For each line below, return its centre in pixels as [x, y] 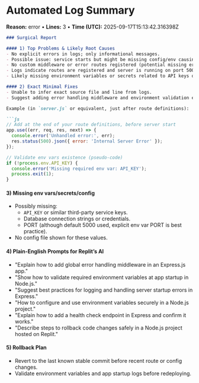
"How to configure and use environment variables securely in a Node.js [102, 302]
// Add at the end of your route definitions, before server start [91, 125]
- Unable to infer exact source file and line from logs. [79, 92]
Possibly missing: [36, 206]
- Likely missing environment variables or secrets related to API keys [98, 76]
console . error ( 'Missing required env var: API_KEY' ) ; [79, 169]
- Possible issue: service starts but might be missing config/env [91, 59]
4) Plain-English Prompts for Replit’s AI [55, 251]
